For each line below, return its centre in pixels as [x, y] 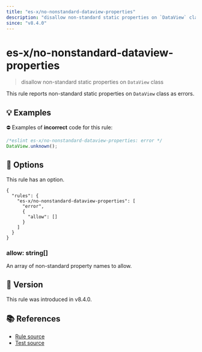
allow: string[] [27, 253]
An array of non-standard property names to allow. [69, 266]
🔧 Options [25, 165]
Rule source [30, 336]
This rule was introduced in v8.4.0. [49, 299]
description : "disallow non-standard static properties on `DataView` [96, 17]
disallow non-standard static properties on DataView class [92, 82]
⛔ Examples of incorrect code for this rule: [60, 127]
